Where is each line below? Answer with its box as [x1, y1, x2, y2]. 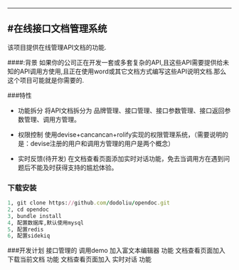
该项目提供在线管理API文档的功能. [7, 43, 107, 51]
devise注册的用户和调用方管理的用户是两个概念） [30, 139, 175, 147]
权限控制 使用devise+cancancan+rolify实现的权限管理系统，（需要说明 [17, 130, 223, 139]
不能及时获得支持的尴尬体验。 [30, 163, 118, 172]
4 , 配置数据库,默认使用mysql [7, 219, 84, 227]
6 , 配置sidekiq [7, 232, 51, 239]
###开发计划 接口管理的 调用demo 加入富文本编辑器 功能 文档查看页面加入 [7, 246, 225, 255]
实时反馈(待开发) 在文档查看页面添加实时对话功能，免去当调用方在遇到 [17, 154, 224, 162]
